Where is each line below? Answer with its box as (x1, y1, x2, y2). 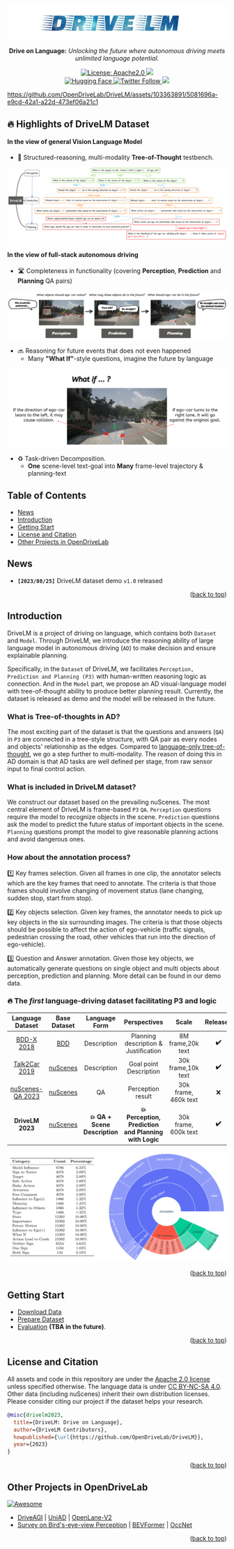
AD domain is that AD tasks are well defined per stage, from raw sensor (7, 757, 213, 765)
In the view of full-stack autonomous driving (7, 251, 139, 259)
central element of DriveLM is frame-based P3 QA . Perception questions (7, 805, 212, 814)
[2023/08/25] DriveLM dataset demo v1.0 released (17, 576, 163, 585)
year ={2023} (13, 1441, 49, 1448)
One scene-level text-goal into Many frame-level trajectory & (27, 462, 203, 470)
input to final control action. (7, 764, 86, 773)
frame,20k (169, 1039, 200, 1048)
